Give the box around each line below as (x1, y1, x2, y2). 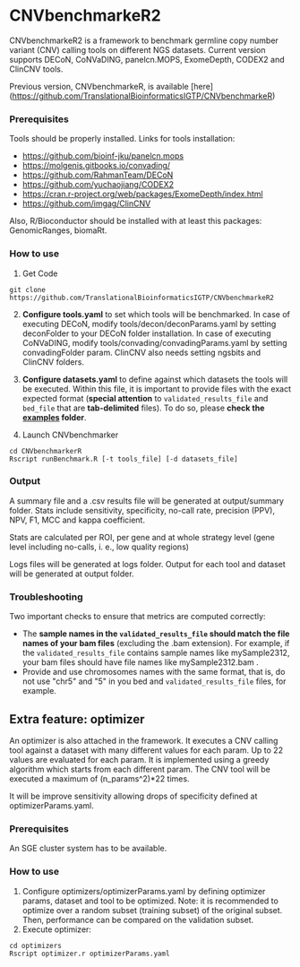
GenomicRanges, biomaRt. (9, 225, 107, 236)
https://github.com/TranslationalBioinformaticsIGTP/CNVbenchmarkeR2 (9, 293, 275, 302)
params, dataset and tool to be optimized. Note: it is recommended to (21, 895, 279, 906)
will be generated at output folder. (9, 568, 134, 579)
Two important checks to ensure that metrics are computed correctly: (9, 611, 266, 622)
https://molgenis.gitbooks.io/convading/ (21, 160, 171, 171)
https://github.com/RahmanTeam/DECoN (21, 169, 174, 180)
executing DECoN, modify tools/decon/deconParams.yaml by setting (21, 318, 277, 329)
